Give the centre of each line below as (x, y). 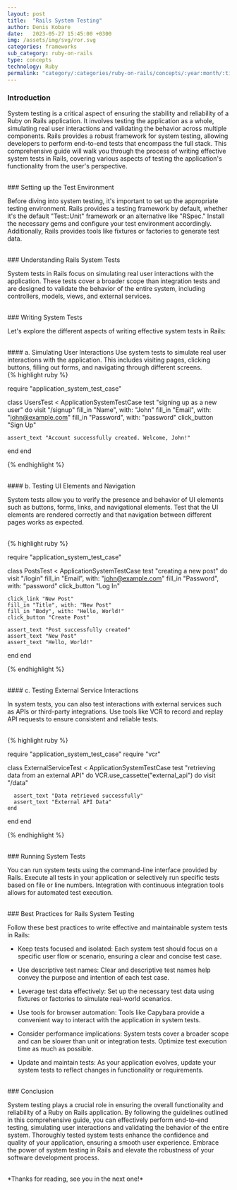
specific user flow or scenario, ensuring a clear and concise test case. (120, 956)
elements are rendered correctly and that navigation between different (109, 515)
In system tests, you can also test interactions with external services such (115, 704)
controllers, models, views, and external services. (79, 296)
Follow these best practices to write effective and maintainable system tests (117, 927)
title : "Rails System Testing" (55, 21)
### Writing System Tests (45, 317)
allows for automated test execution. (60, 892)
